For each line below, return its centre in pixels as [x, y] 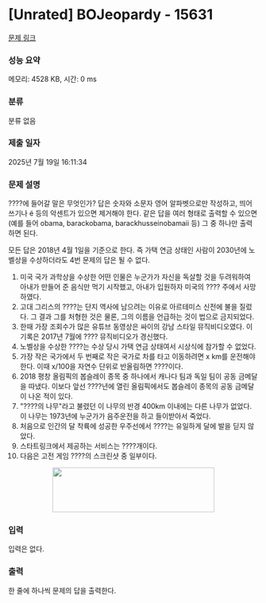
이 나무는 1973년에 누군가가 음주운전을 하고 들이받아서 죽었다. [115, 416]
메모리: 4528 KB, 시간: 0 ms [52, 79]
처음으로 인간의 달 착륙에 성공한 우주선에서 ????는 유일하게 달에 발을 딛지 [133, 426]
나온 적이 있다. [50, 396]
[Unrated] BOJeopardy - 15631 [110, 15]
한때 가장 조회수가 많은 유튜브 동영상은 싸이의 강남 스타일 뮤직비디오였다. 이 [136, 327]
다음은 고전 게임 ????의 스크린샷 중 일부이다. [88, 456]
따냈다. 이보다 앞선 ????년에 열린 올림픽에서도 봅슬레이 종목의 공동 [131, 387]
